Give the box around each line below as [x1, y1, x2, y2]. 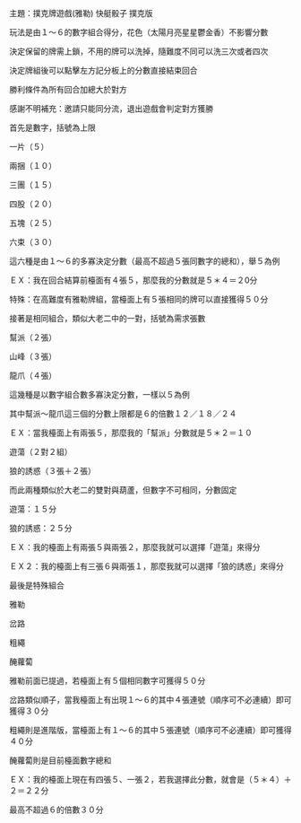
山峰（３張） [9, 351, 56, 362]
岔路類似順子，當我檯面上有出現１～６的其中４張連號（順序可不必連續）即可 [9, 695, 292, 705]
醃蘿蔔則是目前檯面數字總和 [9, 755, 112, 766]
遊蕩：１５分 [9, 503, 56, 514]
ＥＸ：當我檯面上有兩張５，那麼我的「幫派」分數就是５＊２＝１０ [9, 427, 253, 438]
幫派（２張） [9, 332, 56, 343]
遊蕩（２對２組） [9, 447, 73, 457]
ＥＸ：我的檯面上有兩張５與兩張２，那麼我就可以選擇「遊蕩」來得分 [9, 542, 261, 552]
